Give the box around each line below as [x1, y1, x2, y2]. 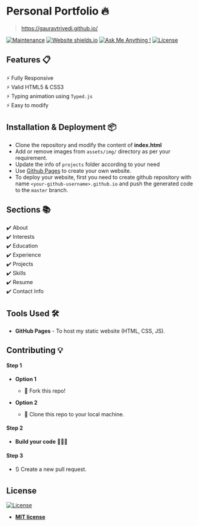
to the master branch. [15, 186, 69, 193]
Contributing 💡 [6, 345, 64, 355]
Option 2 [15, 399, 38, 406]
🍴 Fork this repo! [24, 387, 66, 394]
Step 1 [6, 362, 22, 369]
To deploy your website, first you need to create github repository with [15, 173, 192, 181]
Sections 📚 [6, 204, 51, 215]
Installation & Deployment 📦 [6, 122, 116, 133]
